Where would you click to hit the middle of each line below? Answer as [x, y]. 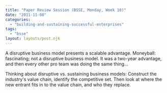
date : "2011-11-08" [26, 15]
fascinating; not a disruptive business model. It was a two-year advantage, [83, 58]
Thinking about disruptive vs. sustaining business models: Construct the [81, 74]
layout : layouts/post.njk [33, 39]
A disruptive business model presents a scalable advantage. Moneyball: [81, 53]
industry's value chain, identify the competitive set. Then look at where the [83, 79]
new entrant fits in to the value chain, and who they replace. [68, 84]
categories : [18, 19]
